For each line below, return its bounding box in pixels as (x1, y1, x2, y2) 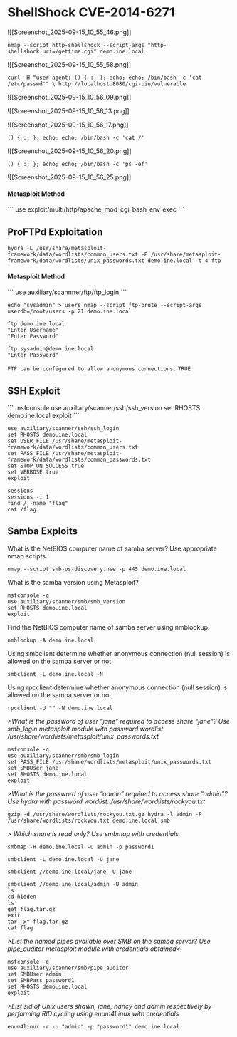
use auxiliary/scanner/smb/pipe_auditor (7, 964, 130, 971)
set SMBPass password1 (7, 976, 75, 984)
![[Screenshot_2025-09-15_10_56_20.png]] (7, 147, 132, 155)
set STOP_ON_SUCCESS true (7, 462, 84, 469)
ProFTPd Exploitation (7, 226, 103, 238)
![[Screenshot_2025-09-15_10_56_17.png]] (7, 120, 129, 129)
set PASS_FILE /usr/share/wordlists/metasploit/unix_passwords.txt (7, 758, 212, 766)
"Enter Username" (7, 327, 59, 334)
